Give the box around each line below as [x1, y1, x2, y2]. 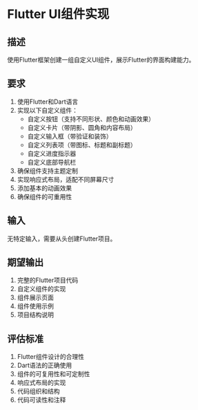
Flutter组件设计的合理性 [17, 353, 85, 361]
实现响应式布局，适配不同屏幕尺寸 [17, 175, 115, 183]
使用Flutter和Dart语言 [17, 97, 79, 106]
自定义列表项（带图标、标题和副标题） [27, 140, 137, 149]
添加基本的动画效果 [17, 184, 72, 192]
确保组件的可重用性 [17, 192, 72, 201]
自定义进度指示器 [27, 149, 77, 158]
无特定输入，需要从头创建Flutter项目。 [7, 234, 117, 243]
